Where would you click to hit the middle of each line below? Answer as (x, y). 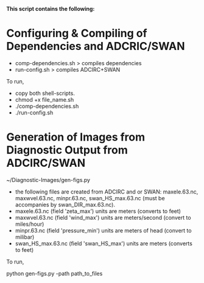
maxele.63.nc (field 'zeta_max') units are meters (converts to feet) (98, 211)
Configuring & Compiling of (77, 33)
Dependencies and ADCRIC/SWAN (96, 47)
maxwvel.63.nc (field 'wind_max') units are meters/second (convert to (103, 217)
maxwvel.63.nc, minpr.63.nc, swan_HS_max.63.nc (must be (90, 198)
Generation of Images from (76, 137)
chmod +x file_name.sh (44, 99)
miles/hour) (30, 224)
